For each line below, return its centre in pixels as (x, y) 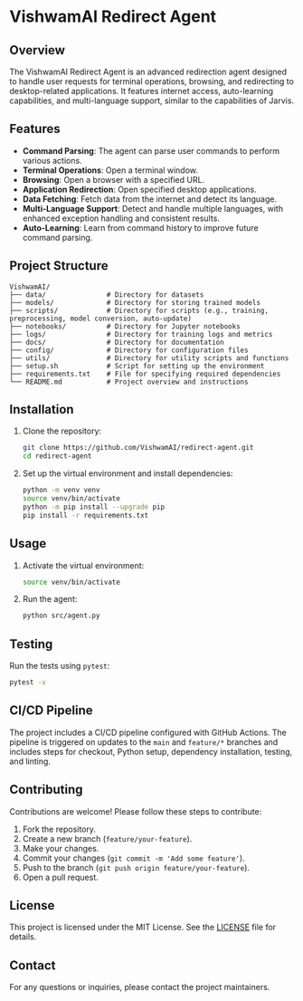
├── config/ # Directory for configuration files (129, 350)
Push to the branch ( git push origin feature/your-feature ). (136, 867)
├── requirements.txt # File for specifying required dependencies (145, 374)
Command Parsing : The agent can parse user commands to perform (151, 150)
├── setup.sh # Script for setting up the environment (137, 366)
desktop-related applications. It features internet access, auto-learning (142, 91)
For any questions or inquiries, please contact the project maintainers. (140, 987)
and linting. (30, 761)
